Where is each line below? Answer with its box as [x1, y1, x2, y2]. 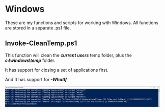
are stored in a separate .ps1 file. [5, 25, 71, 30]
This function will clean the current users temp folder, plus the [5, 52, 132, 58]
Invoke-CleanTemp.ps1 [5, 39, 77, 48]
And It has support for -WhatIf [5, 76, 67, 82]
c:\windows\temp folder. [5, 57, 55, 63]
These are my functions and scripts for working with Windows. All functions [5, 20, 159, 26]
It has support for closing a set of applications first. [5, 67, 109, 73]
